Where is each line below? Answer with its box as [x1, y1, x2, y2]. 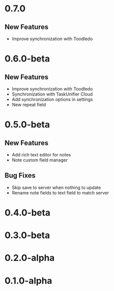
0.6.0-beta [4, 53, 50, 64]
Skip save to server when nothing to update [11, 184, 101, 191]
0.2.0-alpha [4, 252, 55, 264]
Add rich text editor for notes [11, 152, 71, 157]
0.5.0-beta [4, 119, 50, 130]
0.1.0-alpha [4, 275, 53, 286]
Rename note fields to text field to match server [11, 190, 110, 195]
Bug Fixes [4, 171, 36, 180]
